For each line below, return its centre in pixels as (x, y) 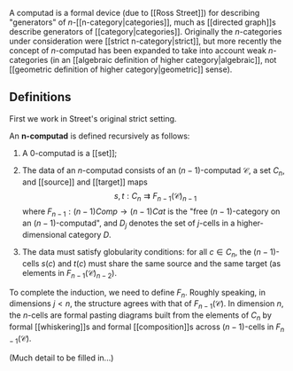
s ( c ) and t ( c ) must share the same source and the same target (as (161, 263)
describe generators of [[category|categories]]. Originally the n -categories (146, 32)
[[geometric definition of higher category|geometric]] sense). (121, 69)
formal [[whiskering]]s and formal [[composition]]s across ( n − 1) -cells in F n (147, 328)
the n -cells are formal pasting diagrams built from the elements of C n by (140, 316)
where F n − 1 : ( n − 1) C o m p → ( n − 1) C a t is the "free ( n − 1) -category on (151, 213)
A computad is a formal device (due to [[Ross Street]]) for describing (135, 13)
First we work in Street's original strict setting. (93, 118)
